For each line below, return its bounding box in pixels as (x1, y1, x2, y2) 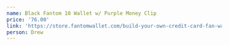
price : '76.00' (6, 16, 50, 23)
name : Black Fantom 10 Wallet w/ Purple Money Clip (6, 9, 157, 17)
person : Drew (6, 28, 44, 36)
